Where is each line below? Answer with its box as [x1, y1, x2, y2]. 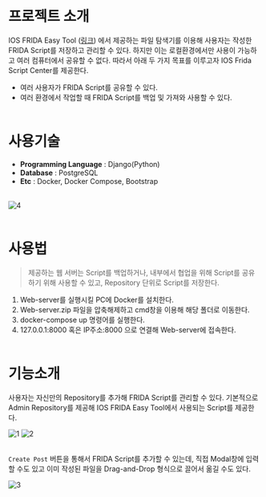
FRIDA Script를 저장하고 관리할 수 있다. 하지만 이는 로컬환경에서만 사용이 [8, 45, 236, 55]
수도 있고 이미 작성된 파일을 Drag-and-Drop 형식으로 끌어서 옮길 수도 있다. [16, 463, 251, 474]
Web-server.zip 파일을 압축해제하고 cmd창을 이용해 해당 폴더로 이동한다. [19, 304, 250, 314]
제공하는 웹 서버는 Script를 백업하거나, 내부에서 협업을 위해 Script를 [27, 267, 240, 277]
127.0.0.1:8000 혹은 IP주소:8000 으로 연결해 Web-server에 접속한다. [19, 324, 236, 334]
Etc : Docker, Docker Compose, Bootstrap [19, 176, 159, 185]
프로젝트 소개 [8, 7, 90, 26]
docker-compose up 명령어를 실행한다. [19, 315, 146, 324]
